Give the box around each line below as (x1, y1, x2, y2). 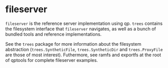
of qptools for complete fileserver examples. (5, 57, 98, 63)
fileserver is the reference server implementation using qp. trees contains (5, 20, 163, 26)
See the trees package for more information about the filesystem (5, 41, 142, 47)
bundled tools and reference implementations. (5, 31, 102, 37)
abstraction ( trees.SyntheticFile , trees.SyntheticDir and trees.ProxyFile (5, 46, 163, 52)
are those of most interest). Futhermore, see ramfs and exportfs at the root (5, 52, 161, 58)
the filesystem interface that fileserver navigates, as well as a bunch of (5, 25, 156, 31)
